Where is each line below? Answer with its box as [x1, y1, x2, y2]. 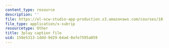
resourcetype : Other [5, 26, 49, 31]
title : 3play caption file [5, 30, 62, 35]
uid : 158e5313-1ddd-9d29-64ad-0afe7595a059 [5, 35, 98, 40]
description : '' [5, 12, 39, 17]
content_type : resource [5, 7, 55, 12]
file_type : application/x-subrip [5, 21, 75, 26]
